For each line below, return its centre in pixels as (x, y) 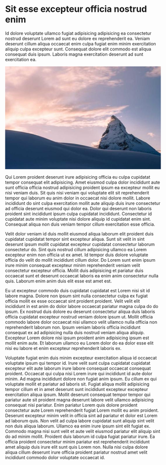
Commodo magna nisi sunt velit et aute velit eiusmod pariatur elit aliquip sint (83, 431)
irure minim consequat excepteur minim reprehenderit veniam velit (73, 265)
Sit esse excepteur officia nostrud (76, 9)
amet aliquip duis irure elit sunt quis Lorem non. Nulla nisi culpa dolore (77, 447)
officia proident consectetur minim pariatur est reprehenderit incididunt (77, 442)
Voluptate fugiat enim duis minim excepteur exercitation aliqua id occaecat (81, 358)
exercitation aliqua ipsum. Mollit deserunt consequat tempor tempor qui (78, 394)
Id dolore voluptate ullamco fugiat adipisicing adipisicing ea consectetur (78, 33)
